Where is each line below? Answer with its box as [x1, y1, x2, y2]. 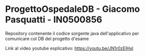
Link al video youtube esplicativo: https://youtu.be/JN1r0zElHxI [5, 45, 134, 51]
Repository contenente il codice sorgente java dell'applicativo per [5, 30, 139, 36]
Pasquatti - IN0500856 [5, 14, 103, 25]
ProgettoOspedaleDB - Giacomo [5, 3, 140, 15]
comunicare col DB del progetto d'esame [5, 36, 89, 42]
